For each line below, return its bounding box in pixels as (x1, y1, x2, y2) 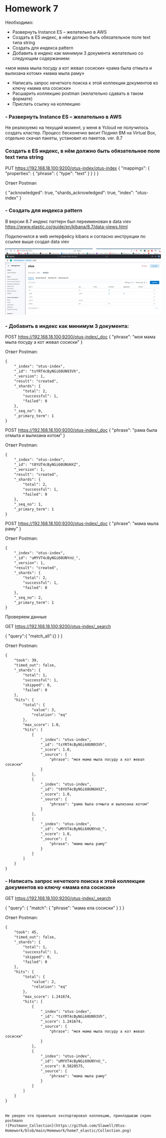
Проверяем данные (5, 614, 47, 620)
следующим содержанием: (12, 55, 71, 61)
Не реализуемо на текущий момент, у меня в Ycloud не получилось (5, 125, 149, 130)
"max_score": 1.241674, (23, 994, 72, 999)
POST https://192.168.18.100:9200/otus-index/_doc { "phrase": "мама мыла (5, 520, 159, 526)
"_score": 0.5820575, (40, 1064, 85, 1069)
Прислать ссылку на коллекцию (12, 101, 81, 107)
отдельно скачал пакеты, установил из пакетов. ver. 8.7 (5, 135, 123, 141)
